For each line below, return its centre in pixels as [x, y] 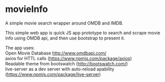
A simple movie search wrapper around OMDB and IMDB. [64, 23]
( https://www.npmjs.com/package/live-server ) [53, 74]
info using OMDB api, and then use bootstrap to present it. [65, 38]
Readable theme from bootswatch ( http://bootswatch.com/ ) [67, 63]
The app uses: [20, 47]
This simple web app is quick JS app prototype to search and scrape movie [83, 32]
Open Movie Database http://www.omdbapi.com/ [56, 53]
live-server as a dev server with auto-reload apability [60, 69]
